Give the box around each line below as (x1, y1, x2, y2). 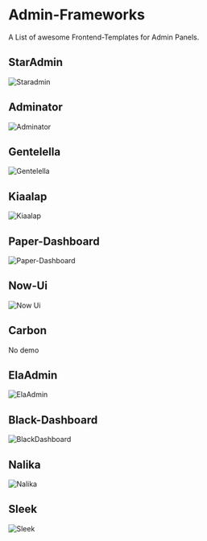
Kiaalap (8, 189, 48, 203)
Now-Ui (8, 279, 48, 293)
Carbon (8, 324, 47, 337)
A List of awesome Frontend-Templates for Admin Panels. (8, 32, 200, 42)
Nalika (8, 457, 41, 472)
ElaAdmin (8, 369, 58, 382)
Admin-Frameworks (8, 6, 145, 24)
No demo (8, 345, 39, 355)
